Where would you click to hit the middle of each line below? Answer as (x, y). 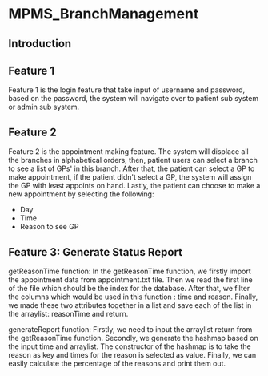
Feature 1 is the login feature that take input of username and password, (127, 90)
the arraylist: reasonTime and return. (68, 314)
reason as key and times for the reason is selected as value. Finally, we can (132, 355)
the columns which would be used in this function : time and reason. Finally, (133, 297)
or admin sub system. (44, 107)
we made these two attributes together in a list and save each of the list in (130, 305)
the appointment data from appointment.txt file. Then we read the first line (131, 280)
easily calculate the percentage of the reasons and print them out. (117, 364)
